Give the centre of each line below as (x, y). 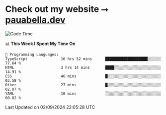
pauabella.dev (35, 20)
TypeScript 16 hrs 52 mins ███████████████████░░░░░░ (83, 59)
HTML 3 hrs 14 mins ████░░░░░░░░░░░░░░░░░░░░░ (83, 67)
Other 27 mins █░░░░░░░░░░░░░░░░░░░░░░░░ (83, 85)
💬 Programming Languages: (32, 55)
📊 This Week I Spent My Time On (40, 44)
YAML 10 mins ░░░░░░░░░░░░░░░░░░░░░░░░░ (83, 93)
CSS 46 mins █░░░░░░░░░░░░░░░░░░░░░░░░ (83, 76)
